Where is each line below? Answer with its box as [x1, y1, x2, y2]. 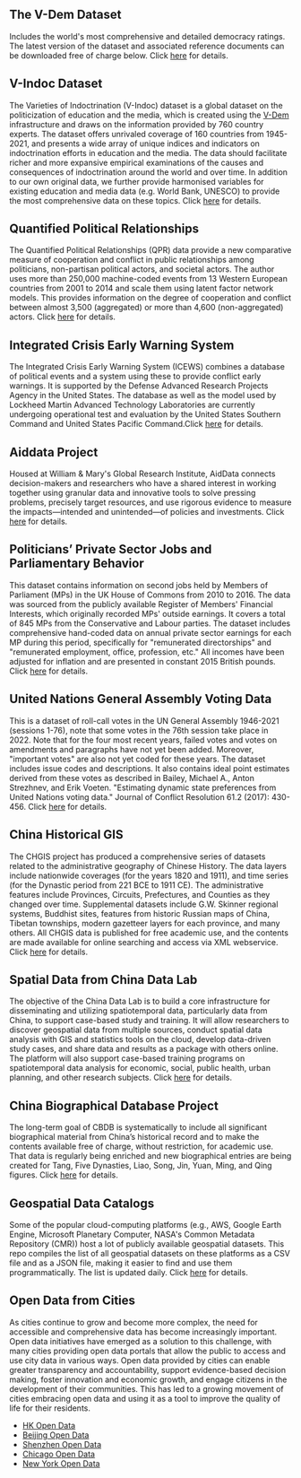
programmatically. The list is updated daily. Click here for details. [9, 1266, 248, 1277]
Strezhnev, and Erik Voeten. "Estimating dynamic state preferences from [9, 782, 277, 793]
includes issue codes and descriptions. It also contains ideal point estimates [9, 762, 290, 774]
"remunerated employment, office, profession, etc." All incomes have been [9, 646, 285, 657]
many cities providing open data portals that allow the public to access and [9, 1345, 287, 1356]
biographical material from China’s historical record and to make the [9, 1132, 260, 1143]
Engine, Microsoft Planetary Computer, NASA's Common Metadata [9, 1229, 255, 1239]
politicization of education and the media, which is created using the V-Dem [9, 109, 289, 120]
